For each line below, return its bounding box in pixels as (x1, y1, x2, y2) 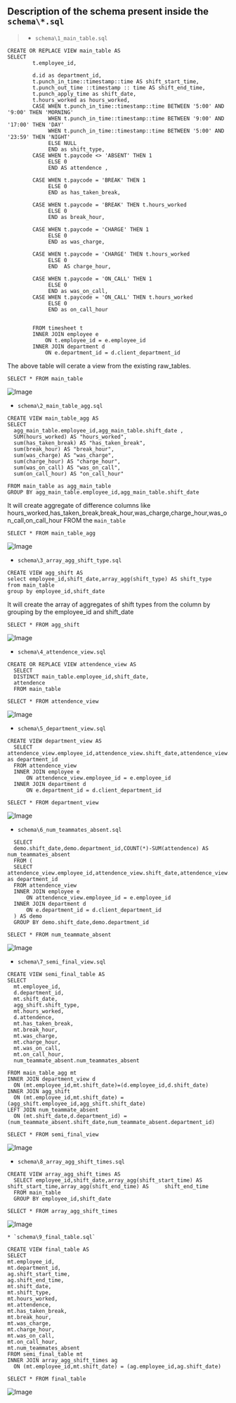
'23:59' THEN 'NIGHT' (7, 133, 71, 140)
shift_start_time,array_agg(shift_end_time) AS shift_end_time (7, 1183, 209, 1190)
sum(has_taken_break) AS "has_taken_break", (13, 439, 146, 447)
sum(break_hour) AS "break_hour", (13, 445, 114, 453)
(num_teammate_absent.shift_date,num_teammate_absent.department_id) (7, 1118, 216, 1125)
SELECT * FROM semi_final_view (7, 1130, 99, 1138)
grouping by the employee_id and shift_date (7, 607, 134, 616)
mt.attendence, (7, 1301, 52, 1309)
